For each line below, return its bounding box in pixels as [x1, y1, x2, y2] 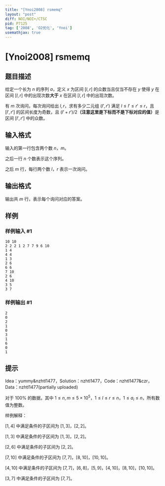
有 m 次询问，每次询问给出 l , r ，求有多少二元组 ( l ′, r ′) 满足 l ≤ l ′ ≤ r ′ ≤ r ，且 [5, 103, 154, 109]
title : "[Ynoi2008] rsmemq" [5, 7, 63, 12]
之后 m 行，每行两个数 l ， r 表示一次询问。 [5, 166, 90, 172]
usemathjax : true [5, 30, 41, 35]
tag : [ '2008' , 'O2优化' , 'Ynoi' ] [5, 26, 72, 31]
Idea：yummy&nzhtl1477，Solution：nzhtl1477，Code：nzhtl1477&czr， [5, 378, 153, 384]
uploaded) [57, 384, 78, 390]
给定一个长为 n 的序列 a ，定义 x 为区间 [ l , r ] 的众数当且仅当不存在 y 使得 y [5, 86, 154, 92]
